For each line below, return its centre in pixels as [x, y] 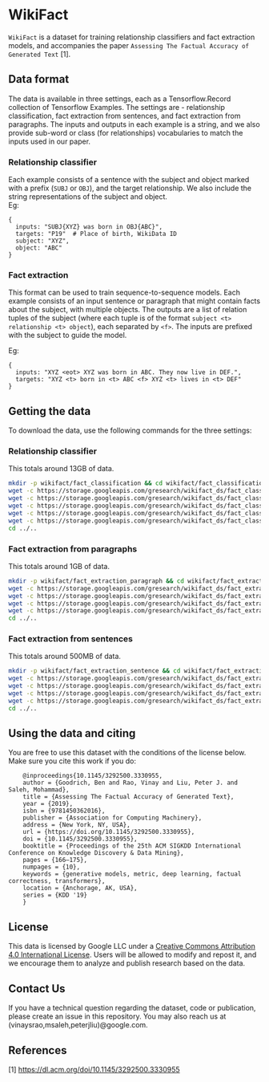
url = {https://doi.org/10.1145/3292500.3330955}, [109, 832]
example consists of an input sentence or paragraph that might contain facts [134, 301]
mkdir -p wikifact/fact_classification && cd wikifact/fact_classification [137, 483]
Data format [39, 79]
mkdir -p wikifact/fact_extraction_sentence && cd [94, 671]
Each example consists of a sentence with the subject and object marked [129, 180]
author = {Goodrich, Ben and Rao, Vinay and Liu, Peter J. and [130, 783]
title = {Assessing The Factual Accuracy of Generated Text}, [128, 797]
